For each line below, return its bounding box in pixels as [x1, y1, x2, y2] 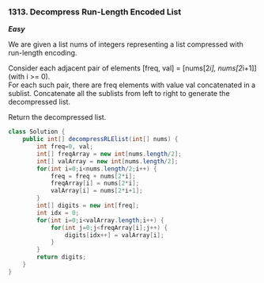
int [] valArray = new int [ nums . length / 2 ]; [36, 157, 179, 165]
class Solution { [8, 128, 66, 136]
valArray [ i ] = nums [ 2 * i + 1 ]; [50, 187, 144, 195]
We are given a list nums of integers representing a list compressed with [8, 40, 243, 49]
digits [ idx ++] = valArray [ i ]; [64, 231, 164, 239]
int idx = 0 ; [36, 208, 80, 216]
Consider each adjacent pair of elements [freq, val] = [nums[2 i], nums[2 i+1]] [8, 63, 257, 73]
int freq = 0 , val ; [36, 143, 93, 151]
